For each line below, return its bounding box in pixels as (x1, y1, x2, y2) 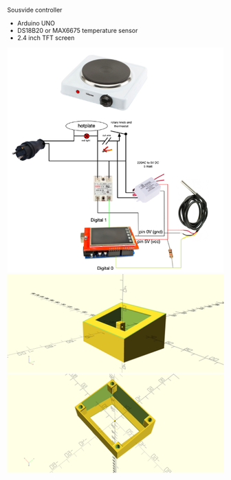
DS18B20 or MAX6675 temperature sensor (16, 27, 138, 34)
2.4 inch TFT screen (16, 34, 75, 42)
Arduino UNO (16, 19, 56, 27)
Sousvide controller (7, 6, 63, 14)
